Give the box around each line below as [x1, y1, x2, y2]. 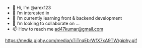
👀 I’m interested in [12, 10, 50, 16]
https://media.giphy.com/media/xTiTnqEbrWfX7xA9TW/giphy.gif [5, 38, 138, 43]
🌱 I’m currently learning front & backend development [12, 15, 122, 21]
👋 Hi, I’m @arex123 [12, 5, 51, 10]
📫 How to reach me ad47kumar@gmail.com [12, 26, 103, 32]
